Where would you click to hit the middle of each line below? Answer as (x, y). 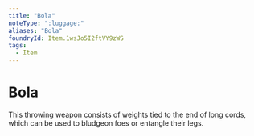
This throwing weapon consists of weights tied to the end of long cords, (127, 114)
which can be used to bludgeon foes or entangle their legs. (106, 123)
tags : (17, 46)
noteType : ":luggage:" (46, 23)
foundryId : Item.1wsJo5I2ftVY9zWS (66, 38)
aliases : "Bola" (35, 30)
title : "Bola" (32, 16)
